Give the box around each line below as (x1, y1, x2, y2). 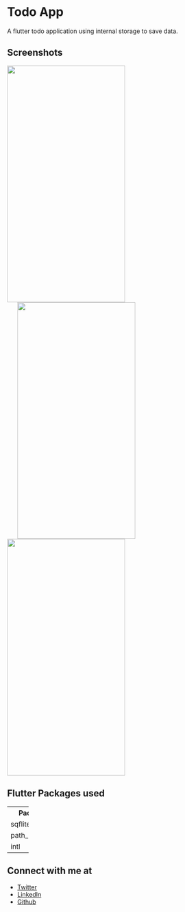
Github (16, 898, 36, 906)
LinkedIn (16, 891, 42, 899)
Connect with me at (7, 865, 92, 876)
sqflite (10, 819, 31, 829)
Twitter (16, 883, 38, 891)
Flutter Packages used (7, 787, 105, 799)
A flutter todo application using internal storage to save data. (7, 27, 178, 35)
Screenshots (7, 47, 63, 59)
